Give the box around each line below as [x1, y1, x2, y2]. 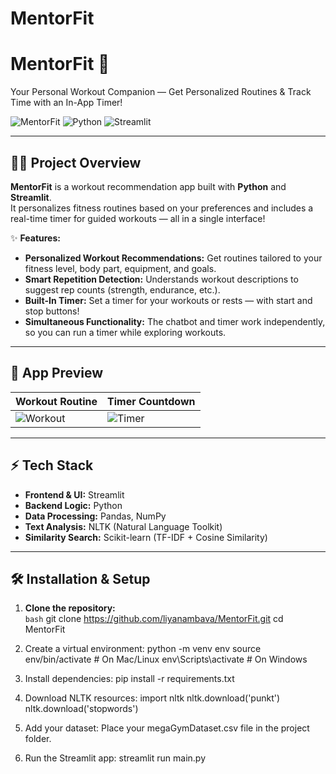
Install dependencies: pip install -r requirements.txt [24, 673, 235, 685]
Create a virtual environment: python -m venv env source [24, 643, 262, 655]
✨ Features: [10, 232, 61, 244]
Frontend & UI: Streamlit [24, 488, 125, 501]
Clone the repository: [24, 602, 116, 614]
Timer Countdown [107, 394, 196, 408]
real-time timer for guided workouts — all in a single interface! [10, 212, 266, 224]
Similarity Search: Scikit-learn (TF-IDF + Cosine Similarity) [24, 531, 268, 543]
